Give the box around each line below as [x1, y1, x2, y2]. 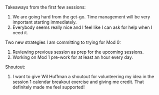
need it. [12, 30, 28, 35]
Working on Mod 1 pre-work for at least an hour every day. [12, 54, 133, 60]
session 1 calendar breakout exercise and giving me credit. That [12, 79, 144, 85]
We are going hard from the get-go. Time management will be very [12, 14, 150, 19]
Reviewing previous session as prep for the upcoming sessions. [12, 49, 144, 55]
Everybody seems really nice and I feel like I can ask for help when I [12, 24, 152, 30]
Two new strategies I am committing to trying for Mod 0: [5, 39, 121, 45]
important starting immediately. [12, 19, 77, 25]
